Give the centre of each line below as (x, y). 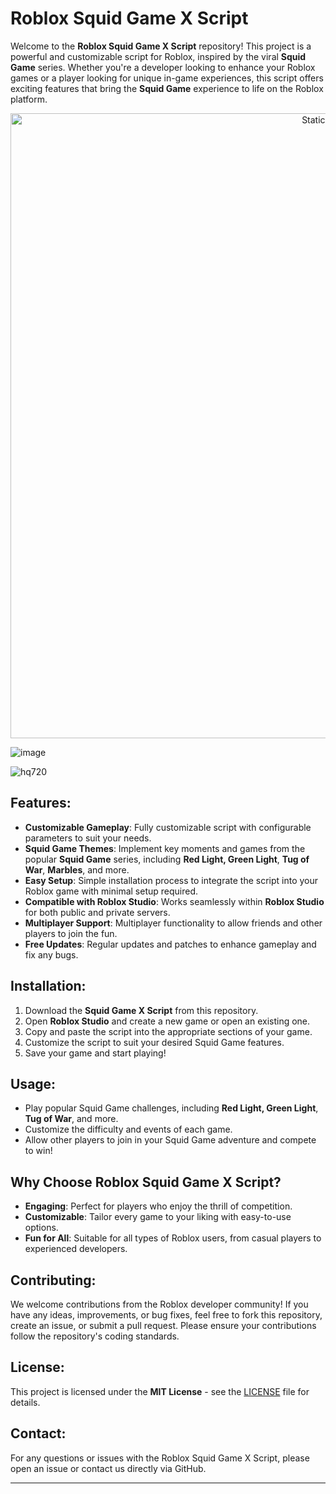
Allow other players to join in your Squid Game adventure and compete (170, 1140)
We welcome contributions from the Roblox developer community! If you (159, 1304)
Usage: (33, 1083)
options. (41, 1228)
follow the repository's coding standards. (95, 1336)
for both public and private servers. (97, 912)
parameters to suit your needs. (88, 838)
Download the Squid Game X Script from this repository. (141, 1010)
